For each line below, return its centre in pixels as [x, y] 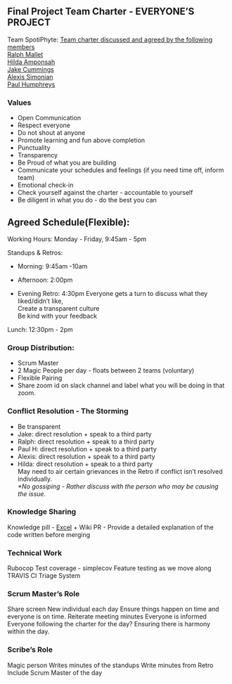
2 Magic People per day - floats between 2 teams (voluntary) [106, 370]
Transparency [38, 155]
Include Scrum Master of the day [55, 672]
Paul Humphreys [31, 84]
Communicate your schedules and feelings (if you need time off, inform [121, 170]
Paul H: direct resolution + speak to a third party [87, 449]
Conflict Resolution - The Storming [68, 411]
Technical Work [35, 553]
